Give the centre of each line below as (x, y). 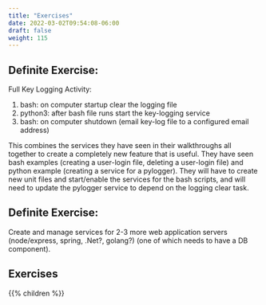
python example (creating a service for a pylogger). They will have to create (133, 171)
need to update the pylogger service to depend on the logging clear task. (129, 188)
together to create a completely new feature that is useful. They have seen (131, 154)
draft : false (30, 30)
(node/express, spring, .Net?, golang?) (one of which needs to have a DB (128, 240)
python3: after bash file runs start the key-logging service (115, 113)
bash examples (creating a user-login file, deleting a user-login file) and (126, 162)
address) (34, 130)
